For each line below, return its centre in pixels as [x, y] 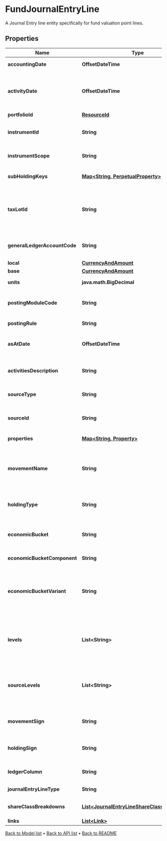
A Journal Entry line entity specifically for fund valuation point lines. [74, 23]
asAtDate [19, 344]
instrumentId [23, 132]
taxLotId [18, 209]
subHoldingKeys [28, 176]
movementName [28, 468]
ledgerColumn [25, 772]
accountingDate [27, 64]
